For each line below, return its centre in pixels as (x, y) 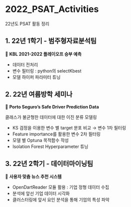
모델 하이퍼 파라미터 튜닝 (36, 77)
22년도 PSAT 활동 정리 (27, 23)
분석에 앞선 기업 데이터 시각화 (41, 193)
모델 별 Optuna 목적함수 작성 (40, 140)
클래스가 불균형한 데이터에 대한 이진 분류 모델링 (51, 117)
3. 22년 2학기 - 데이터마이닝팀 (49, 163)
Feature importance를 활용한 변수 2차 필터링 (56, 134)
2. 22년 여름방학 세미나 (39, 94)
